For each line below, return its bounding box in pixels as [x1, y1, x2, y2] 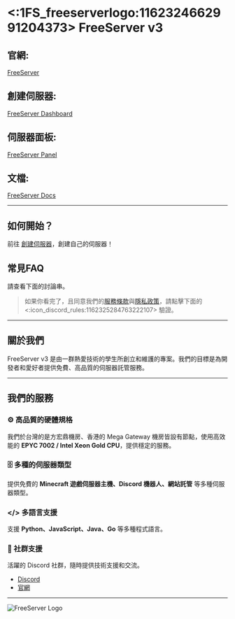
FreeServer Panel [7, 150, 57, 159]
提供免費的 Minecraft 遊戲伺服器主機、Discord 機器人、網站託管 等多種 [7, 479, 213, 488]
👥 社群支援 [7, 544, 43, 554]
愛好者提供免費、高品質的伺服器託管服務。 [25, 363, 148, 371]
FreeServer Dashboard [7, 109, 73, 118]
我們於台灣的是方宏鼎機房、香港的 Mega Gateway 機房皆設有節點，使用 [7, 432, 213, 441]
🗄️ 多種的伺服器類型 [7, 460, 72, 470]
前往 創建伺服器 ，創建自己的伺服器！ [7, 240, 113, 248]
